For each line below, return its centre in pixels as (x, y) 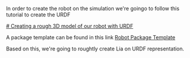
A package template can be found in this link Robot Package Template (91, 37)
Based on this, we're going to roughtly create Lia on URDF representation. (95, 49)
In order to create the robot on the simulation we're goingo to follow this (93, 8)
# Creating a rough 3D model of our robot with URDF (70, 26)
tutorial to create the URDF (38, 15)
